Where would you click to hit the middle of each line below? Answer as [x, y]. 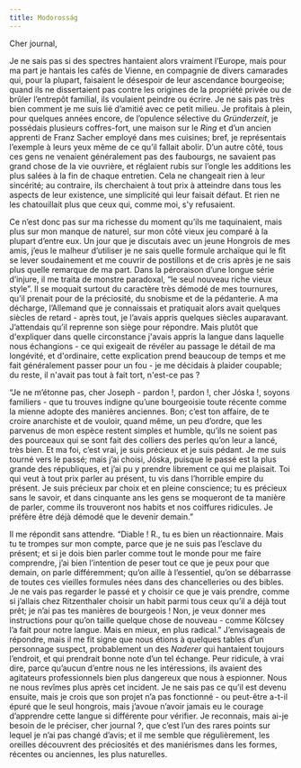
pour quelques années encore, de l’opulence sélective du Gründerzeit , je [144, 118]
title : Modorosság [44, 18]
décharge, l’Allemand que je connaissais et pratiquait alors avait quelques [145, 308]
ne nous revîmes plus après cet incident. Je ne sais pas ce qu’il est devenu [148, 687]
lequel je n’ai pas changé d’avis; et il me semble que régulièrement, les [140, 735]
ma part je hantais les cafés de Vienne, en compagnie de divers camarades [149, 70]
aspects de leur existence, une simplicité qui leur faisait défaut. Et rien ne [145, 194]
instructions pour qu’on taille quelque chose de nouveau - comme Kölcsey [147, 620]
